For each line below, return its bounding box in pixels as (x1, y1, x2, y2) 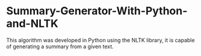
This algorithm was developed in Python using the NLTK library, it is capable (6, 36, 195, 43)
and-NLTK (6, 17, 58, 30)
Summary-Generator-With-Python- (6, 4, 188, 18)
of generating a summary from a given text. (6, 43, 114, 50)
